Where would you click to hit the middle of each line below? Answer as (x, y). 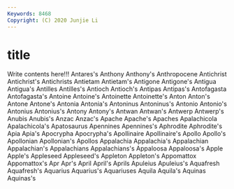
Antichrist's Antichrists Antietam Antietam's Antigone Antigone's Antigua (112, 82)
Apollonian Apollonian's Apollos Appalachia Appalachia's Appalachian (108, 141)
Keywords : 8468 (29, 14)
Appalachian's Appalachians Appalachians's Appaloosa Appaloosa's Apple (115, 148)
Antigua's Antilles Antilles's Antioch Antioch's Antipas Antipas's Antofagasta (117, 89)
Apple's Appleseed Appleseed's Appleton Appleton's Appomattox (102, 156)
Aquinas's (22, 178)
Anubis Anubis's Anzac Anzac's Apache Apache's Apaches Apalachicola (112, 119)
